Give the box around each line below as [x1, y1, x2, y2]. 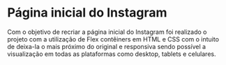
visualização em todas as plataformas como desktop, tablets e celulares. [7, 50, 216, 58]
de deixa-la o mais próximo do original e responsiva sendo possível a [7, 42, 206, 50]
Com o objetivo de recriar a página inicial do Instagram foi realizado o [7, 28, 207, 36]
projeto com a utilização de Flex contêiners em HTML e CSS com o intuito [7, 35, 220, 43]
